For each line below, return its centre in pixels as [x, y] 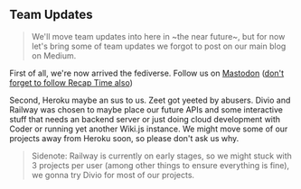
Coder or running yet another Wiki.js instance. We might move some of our [149, 129]
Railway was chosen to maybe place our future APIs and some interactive [146, 109]
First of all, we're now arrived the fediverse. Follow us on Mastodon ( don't [147, 73]
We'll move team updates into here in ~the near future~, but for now [158, 36]
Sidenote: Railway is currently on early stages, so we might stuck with [161, 156]
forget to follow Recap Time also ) [71, 82]
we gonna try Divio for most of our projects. [113, 175]
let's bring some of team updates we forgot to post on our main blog [159, 46]
